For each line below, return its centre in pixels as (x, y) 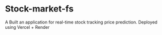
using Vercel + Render (27, 27)
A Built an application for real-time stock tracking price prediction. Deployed (81, 22)
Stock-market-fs (39, 9)
